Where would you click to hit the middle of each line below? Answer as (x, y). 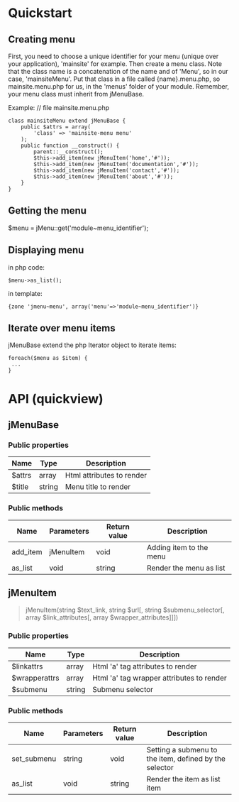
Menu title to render (98, 487)
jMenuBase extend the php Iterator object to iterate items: (92, 345)
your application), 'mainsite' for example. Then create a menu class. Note (115, 64)
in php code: (27, 267)
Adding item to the (178, 547)
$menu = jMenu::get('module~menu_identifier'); (78, 228)
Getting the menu (48, 211)
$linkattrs (27, 666)
